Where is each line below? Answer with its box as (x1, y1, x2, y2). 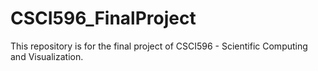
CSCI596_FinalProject (10, 7, 197, 30)
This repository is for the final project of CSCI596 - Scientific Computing (10, 40, 308, 52)
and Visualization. (10, 50, 84, 62)
